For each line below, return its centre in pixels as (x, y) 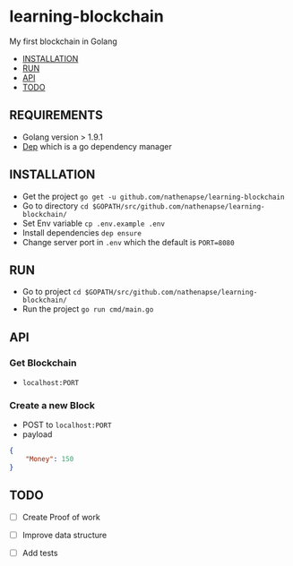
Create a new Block (52, 405)
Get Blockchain (43, 363)
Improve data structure (65, 535)
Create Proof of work (61, 517)
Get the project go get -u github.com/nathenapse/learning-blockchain (153, 196)
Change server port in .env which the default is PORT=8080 (128, 242)
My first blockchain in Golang (64, 41)
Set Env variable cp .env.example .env (94, 223)
